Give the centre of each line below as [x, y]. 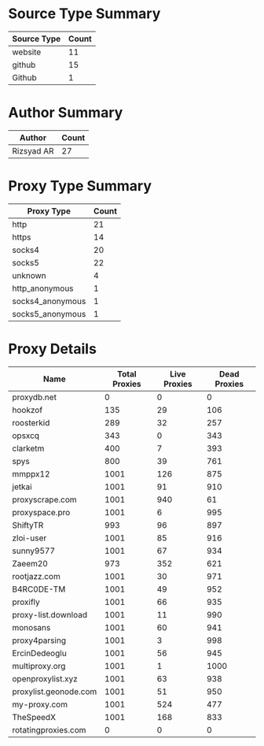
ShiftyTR [28, 525]
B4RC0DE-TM [39, 589]
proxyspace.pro [41, 512]
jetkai [22, 487]
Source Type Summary [84, 14]
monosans [31, 627]
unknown [29, 275]
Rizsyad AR [33, 150]
